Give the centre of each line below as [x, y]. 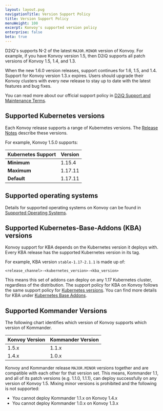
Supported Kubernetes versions [55, 116]
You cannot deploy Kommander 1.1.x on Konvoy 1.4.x [65, 398]
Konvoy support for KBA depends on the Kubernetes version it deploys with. [82, 247]
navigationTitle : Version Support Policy [48, 14]
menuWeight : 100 [21, 23]
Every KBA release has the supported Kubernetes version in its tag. [73, 253]
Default [16, 178]
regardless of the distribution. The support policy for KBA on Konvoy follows [82, 285]
